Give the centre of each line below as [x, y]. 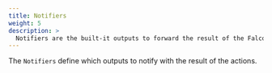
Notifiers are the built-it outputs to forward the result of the [130, 38]
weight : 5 [25, 23]
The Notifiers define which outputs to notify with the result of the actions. [133, 61]
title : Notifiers [38, 16]
